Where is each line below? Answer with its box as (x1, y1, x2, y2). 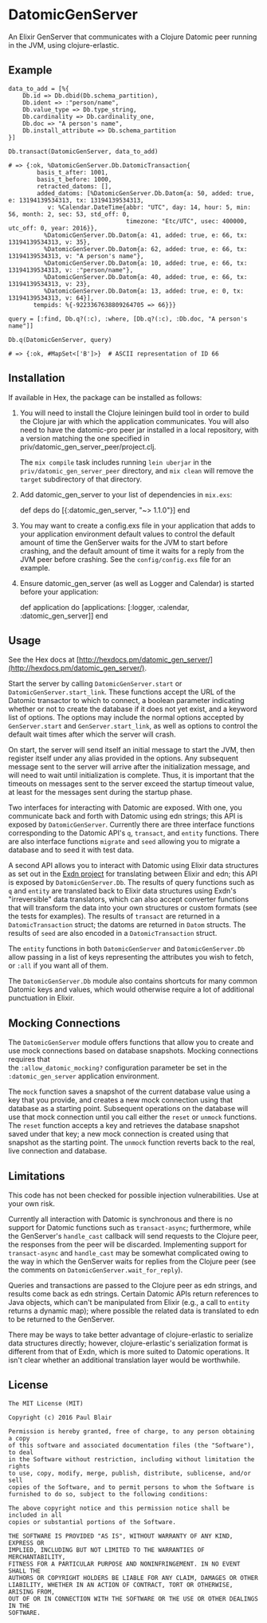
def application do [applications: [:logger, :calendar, (19, 602, 190, 611)
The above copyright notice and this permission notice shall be (8, 1504, 230, 1512)
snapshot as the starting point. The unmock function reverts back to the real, (8, 1138, 256, 1147)
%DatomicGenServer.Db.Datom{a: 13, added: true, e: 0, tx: (43, 287, 245, 295)
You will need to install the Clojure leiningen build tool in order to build (19, 408, 249, 418)
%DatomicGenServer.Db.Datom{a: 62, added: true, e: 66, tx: (43, 245, 248, 253)
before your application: (19, 587, 99, 596)
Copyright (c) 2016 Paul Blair (8, 1413, 112, 1421)
